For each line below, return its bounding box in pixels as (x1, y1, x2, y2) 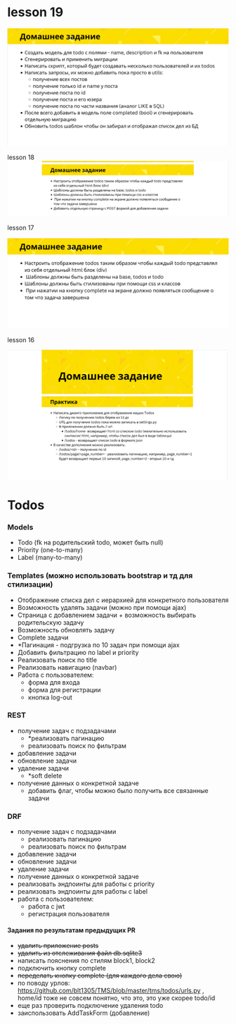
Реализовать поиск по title (17, 656, 97, 664)
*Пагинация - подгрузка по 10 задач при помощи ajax (17, 640, 181, 649)
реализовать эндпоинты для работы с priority (17, 880, 155, 888)
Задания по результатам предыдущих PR (7, 925, 136, 934)
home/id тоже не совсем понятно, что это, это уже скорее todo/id (17, 994, 216, 1002)
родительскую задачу (17, 618, 84, 627)
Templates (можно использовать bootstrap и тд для (7, 571, 193, 581)
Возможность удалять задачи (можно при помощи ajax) (17, 603, 187, 611)
